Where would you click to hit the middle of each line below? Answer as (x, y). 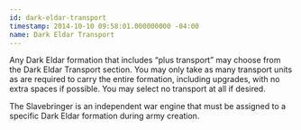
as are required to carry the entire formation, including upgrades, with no (145, 79)
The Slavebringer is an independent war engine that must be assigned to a (148, 107)
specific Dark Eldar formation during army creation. (105, 116)
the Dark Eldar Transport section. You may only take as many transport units (151, 70)
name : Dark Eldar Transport (62, 34)
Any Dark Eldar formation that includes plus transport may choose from (145, 60)
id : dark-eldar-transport (58, 18)
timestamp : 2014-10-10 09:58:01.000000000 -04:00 (105, 26)
